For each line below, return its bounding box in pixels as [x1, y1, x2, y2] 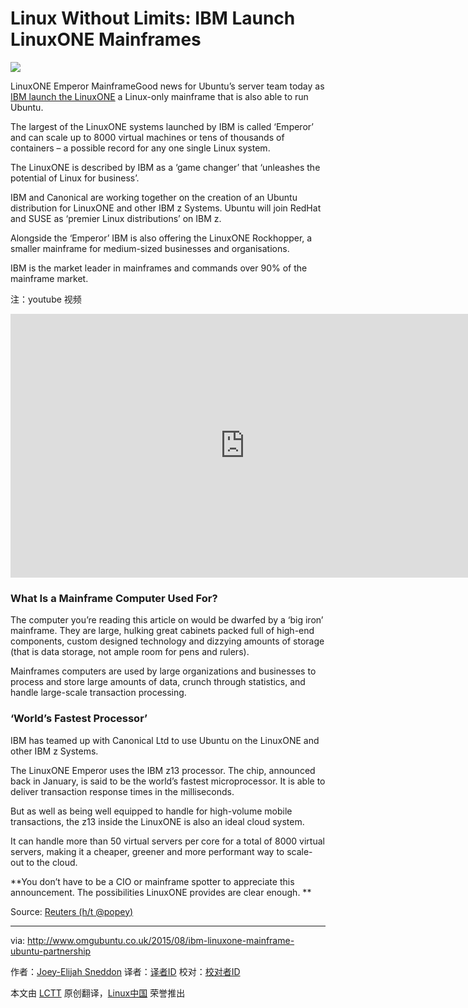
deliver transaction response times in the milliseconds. [10, 785, 235, 797]
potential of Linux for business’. [10, 172, 140, 184]
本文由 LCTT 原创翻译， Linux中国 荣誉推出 [10, 987, 186, 999]
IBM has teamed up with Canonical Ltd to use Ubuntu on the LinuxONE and [10, 734, 320, 746]
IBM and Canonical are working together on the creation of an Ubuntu [10, 191, 298, 203]
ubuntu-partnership [10, 945, 92, 957]
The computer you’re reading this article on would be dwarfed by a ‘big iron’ [10, 614, 324, 626]
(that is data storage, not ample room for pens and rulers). [10, 646, 250, 658]
